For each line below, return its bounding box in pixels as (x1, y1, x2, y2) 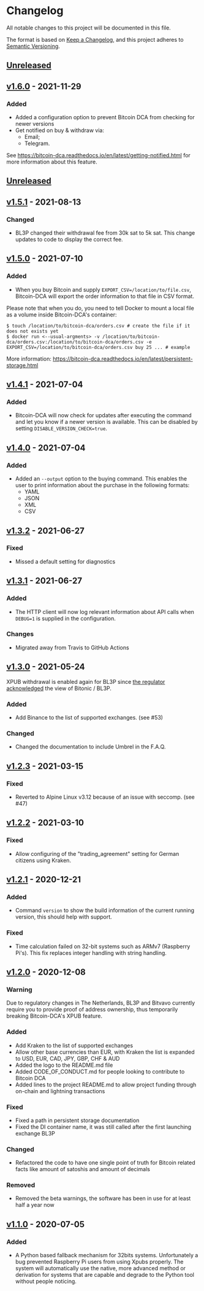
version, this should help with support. (15, 913, 112, 920)
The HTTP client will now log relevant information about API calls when (15, 608, 195, 615)
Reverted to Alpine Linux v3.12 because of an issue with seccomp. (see (15, 793, 195, 801)
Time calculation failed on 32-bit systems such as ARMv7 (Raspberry (15, 943, 191, 950)
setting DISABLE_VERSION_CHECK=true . (15, 425, 107, 432)
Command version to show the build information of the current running (15, 907, 195, 914)
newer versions (15, 120, 55, 128)
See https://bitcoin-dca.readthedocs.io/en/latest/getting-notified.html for (6, 152, 191, 159)
